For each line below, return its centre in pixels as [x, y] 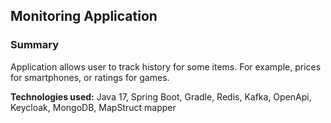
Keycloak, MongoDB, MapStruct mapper [93, 107]
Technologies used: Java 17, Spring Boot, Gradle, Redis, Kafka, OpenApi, [161, 96]
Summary [35, 45]
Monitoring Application [84, 16]
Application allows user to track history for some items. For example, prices [166, 66]
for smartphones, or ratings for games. [90, 77]
